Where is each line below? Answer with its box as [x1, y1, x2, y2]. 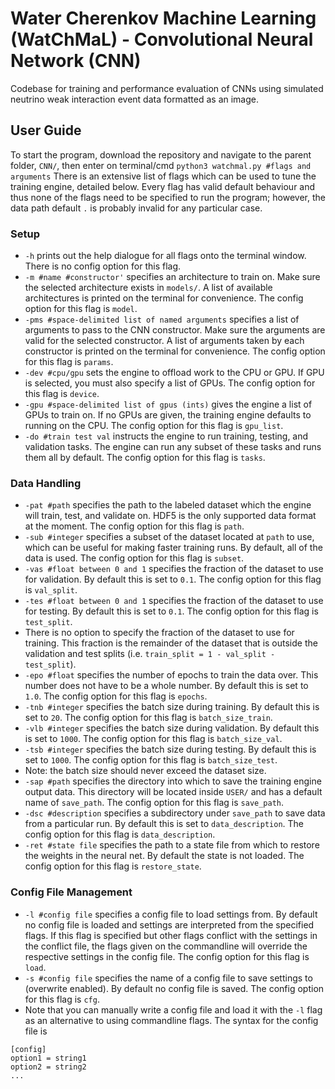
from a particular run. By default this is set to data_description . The [24, 818, 305, 830]
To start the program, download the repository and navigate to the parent [10, 148, 312, 161]
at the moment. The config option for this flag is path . [24, 520, 245, 532]
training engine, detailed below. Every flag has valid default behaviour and [10, 180, 316, 192]
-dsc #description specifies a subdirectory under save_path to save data [24, 807, 326, 819]
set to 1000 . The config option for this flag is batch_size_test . [24, 754, 278, 766]
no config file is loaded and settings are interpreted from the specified [24, 918, 315, 931]
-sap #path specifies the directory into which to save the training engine [24, 775, 322, 787]
